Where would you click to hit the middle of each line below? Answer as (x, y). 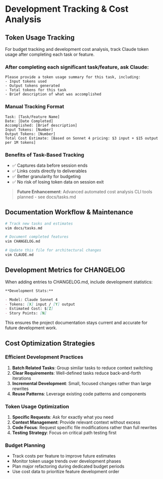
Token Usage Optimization (37, 406)
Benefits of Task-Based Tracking (45, 155)
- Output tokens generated (32, 86)
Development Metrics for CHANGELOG (65, 270)
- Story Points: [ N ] (26, 313)
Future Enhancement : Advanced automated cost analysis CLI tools (85, 191)
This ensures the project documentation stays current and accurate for (76, 323)
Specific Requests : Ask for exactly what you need (63, 417)
